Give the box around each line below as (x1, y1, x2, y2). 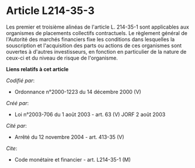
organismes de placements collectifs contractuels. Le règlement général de (6, 29, 188, 36)
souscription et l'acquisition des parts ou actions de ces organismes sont (6, 42, 182, 49)
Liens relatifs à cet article (6, 65, 69, 72)
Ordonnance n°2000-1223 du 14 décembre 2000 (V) (14, 88, 141, 95)
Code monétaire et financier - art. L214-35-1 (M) (14, 156, 131, 163)
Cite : (6, 145, 18, 152)
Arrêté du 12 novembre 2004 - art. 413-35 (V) (14, 133, 124, 141)
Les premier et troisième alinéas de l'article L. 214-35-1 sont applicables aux (6, 23, 190, 30)
